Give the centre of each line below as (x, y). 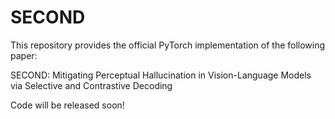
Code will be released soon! (67, 105)
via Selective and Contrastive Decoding (91, 85)
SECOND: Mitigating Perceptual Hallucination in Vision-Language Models (161, 75)
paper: (24, 55)
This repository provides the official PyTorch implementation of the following (168, 45)
